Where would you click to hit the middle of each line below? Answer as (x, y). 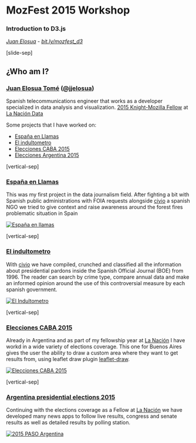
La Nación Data (25, 114)
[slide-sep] (19, 53)
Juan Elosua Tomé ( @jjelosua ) (50, 88)
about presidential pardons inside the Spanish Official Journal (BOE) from (95, 270)
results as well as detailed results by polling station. (68, 422)
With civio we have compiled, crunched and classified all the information (94, 264)
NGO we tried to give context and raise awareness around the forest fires (94, 207)
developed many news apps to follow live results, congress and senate (92, 416)
